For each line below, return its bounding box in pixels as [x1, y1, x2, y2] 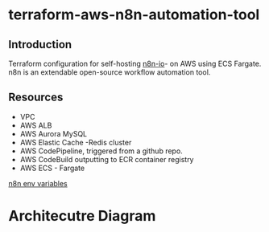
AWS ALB [19, 120, 52, 130]
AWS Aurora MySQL [19, 128, 88, 138]
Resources [8, 91, 64, 104]
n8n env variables [8, 178, 68, 188]
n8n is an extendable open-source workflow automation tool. [8, 67, 211, 77]
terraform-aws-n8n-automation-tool [8, 6, 260, 24]
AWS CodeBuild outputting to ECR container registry [19, 154, 194, 164]
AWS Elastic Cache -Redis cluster [19, 137, 132, 147]
